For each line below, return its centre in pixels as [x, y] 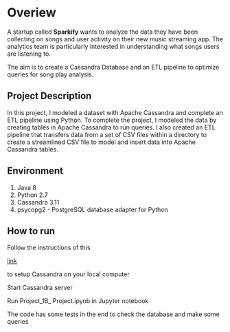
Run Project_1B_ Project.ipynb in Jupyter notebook [78, 301]
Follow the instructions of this [49, 248]
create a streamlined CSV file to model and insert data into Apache [101, 142]
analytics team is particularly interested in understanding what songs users [113, 46]
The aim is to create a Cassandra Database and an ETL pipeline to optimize [113, 67]
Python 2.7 [32, 195]
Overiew [32, 13]
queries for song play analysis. [50, 74]
